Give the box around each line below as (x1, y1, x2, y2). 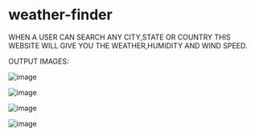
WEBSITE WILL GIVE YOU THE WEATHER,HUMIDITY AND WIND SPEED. (8, 40, 248, 50)
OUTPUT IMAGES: (8, 56, 69, 66)
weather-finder (8, 6, 113, 24)
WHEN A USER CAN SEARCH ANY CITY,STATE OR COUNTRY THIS (8, 32, 231, 42)
